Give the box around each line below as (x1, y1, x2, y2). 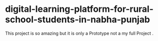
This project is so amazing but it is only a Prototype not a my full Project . (5, 30, 154, 36)
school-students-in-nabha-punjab (5, 14, 150, 25)
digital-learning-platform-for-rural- (5, 3, 154, 15)
